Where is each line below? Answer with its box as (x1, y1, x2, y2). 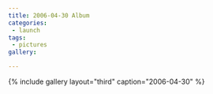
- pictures (11, 41, 47, 49)
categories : (8, 19, 47, 27)
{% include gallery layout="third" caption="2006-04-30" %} (8, 77, 205, 86)
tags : (8, 33, 26, 42)
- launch (11, 26, 41, 34)
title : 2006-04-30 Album (8, 11, 90, 20)
